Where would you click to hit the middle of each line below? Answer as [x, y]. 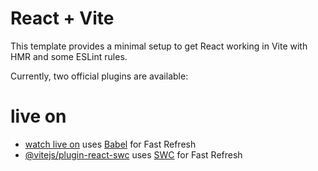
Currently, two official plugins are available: [99, 76]
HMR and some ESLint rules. [69, 56]
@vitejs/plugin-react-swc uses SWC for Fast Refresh [133, 154]
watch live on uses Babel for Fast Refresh [110, 144]
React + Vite [62, 18]
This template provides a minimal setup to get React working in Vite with [159, 46]
